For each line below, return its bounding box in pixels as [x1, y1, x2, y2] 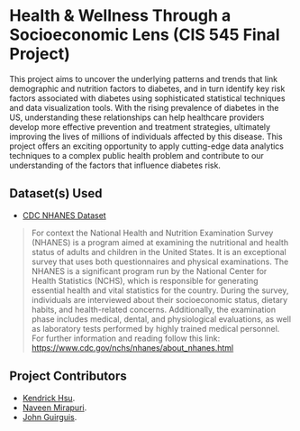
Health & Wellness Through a [9, 5, 232, 26]
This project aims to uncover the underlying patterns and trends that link [9, 73, 278, 84]
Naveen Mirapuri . [22, 402, 87, 413]
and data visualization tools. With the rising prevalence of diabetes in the [9, 102, 279, 113]
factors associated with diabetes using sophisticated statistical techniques [9, 92, 286, 104]
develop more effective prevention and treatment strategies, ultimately [9, 121, 271, 132]
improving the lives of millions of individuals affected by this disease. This [9, 131, 283, 142]
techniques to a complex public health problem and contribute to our [9, 150, 264, 160]
